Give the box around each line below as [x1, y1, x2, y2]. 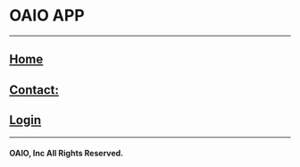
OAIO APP [9, 5, 85, 26]
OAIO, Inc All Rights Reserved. [9, 148, 124, 159]
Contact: [9, 82, 60, 97]
